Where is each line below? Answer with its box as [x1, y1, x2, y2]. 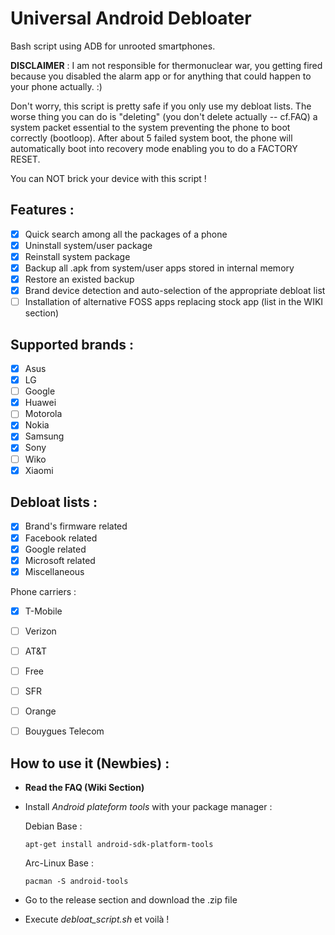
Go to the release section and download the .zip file [24, 894, 238, 906]
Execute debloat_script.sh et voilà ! [24, 913, 170, 925]
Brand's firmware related [24, 520, 128, 532]
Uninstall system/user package [24, 239, 153, 251]
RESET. [10, 153, 41, 165]
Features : [10, 202, 75, 219]
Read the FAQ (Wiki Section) [24, 782, 145, 793]
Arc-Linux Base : [24, 857, 94, 869]
